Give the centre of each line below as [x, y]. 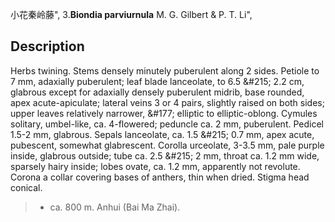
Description [47, 46]
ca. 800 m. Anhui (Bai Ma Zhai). [115, 207]
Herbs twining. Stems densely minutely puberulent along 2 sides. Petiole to [165, 70]
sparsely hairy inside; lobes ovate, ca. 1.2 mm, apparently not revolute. [155, 166]
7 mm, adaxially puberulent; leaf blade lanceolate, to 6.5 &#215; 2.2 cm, [157, 81]
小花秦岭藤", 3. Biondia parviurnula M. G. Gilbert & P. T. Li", [131, 14]
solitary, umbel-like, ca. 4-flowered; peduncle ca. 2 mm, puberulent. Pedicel [167, 124]
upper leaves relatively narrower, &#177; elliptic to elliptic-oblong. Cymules [164, 113]
